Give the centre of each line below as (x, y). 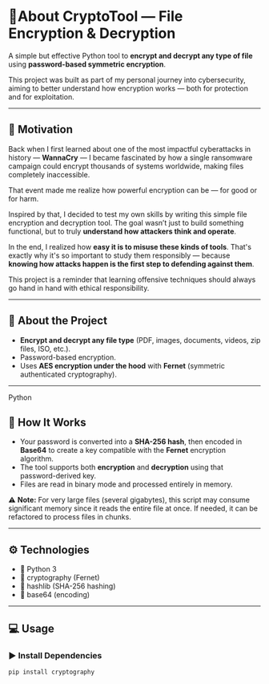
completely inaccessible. (49, 174)
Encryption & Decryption (92, 33)
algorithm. (36, 459)
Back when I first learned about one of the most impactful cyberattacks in (130, 149)
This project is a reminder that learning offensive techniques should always (132, 279)
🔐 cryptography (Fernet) (60, 578)
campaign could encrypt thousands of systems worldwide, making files (126, 166)
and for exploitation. (41, 96)
